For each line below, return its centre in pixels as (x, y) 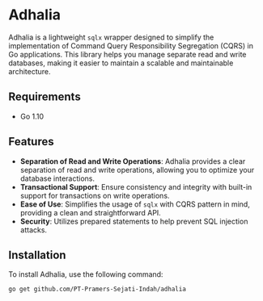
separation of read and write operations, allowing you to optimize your (137, 169)
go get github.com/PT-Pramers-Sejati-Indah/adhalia (97, 289)
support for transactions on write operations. (95, 195)
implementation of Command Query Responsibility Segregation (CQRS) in (131, 45)
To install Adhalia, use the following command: (86, 274)
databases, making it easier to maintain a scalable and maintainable (121, 63)
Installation (37, 255)
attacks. (33, 230)
